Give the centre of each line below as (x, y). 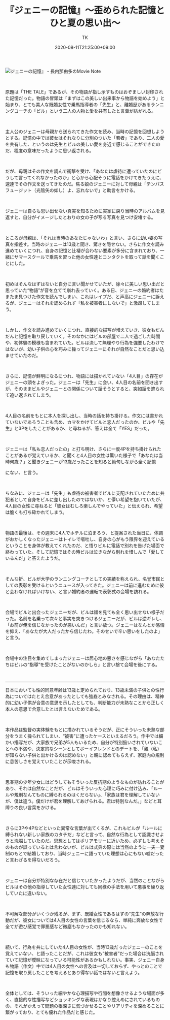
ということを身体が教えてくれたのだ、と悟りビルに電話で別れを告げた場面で (85, 545)
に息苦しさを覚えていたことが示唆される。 (50, 761)
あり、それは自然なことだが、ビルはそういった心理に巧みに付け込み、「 (79, 788)
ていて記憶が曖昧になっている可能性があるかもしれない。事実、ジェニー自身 (85, 960)
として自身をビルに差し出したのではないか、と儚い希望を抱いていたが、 (89, 499)
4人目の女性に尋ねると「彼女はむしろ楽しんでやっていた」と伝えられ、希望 (84, 505)
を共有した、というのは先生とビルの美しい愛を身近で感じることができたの (83, 144)
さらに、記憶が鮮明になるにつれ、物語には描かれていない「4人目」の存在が (84, 376)
